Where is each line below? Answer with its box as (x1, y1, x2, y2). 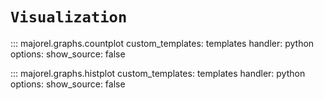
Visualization (10, 8, 128, 27)
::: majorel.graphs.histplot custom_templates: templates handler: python (10, 67, 306, 79)
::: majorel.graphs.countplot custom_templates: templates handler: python (10, 37, 315, 49)
